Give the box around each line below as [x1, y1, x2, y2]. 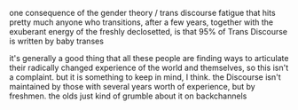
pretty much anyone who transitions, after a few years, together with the [9, 17, 273, 27]
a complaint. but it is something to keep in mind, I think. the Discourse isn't [9, 72, 281, 82]
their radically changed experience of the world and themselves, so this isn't [9, 62, 289, 73]
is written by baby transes [9, 35, 105, 46]
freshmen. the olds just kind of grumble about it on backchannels [9, 90, 247, 101]
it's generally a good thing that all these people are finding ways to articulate [9, 53, 289, 63]
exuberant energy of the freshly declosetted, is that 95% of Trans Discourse [9, 27, 288, 36]
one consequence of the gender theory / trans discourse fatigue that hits [9, 8, 277, 18]
